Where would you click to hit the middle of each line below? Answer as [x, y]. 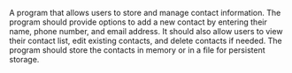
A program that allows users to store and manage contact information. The [145, 13]
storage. [24, 59]
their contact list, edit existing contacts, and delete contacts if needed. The [146, 40]
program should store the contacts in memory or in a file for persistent [137, 50]
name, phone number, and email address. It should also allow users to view [146, 31]
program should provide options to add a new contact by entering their [138, 22]
